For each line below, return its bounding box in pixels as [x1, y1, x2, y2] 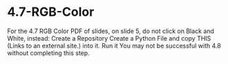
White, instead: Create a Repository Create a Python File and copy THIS [7, 34, 211, 42]
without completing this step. [7, 49, 90, 57]
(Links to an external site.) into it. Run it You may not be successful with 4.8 [7, 41, 221, 50]
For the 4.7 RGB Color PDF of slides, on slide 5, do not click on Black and [7, 27, 214, 35]
